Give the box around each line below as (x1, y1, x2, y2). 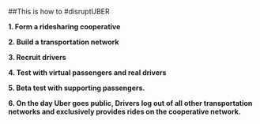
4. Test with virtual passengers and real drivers (8, 68, 167, 77)
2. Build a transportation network (8, 37, 119, 47)
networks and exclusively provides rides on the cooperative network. (8, 107, 241, 116)
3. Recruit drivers (8, 53, 66, 62)
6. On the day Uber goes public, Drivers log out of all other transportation (8, 99, 253, 107)
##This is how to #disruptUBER (8, 7, 110, 16)
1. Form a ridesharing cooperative (8, 22, 121, 31)
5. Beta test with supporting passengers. (8, 83, 145, 92)
